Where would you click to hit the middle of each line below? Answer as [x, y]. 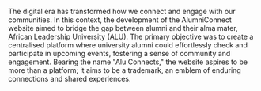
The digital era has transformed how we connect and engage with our [122, 11]
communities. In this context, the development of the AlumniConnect [120, 20]
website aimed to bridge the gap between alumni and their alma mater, [123, 28]
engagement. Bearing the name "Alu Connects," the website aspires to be [128, 62]
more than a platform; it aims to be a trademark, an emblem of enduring [125, 70]
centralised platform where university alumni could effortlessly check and [128, 45]
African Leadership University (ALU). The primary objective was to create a [131, 36]
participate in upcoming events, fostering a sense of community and [119, 53]
